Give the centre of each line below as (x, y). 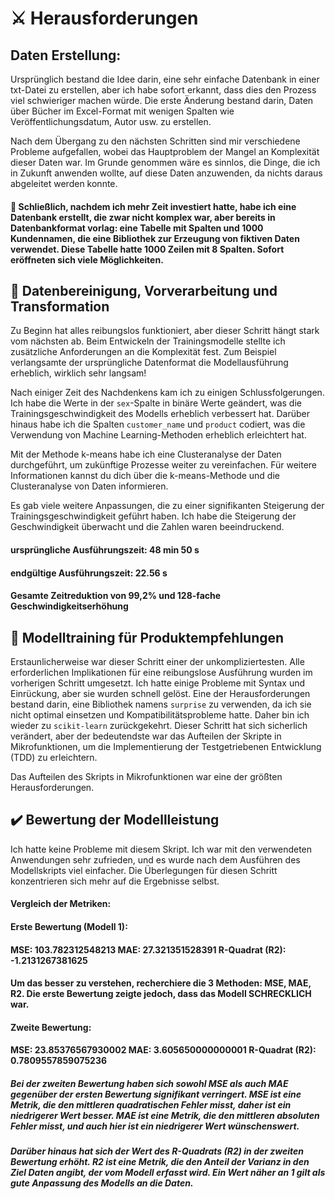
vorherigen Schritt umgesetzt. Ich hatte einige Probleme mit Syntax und (158, 683)
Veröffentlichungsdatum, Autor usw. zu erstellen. (111, 121)
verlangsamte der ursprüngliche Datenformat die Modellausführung (149, 363)
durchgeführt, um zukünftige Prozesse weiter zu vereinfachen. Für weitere (163, 465)
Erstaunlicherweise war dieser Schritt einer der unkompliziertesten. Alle (157, 661)
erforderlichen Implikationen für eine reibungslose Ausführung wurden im (161, 672)
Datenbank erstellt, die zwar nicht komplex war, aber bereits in (143, 217)
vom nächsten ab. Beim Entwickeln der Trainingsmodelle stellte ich (148, 341)
